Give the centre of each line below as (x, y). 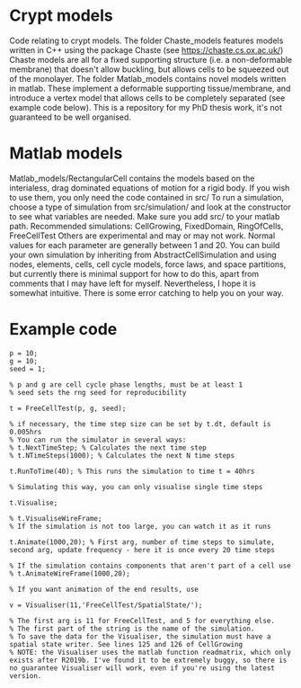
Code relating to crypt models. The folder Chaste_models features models (146, 40)
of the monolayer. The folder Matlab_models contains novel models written (148, 78)
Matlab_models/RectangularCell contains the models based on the (132, 178)
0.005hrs (26, 432)
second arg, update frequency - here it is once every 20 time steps (142, 550)
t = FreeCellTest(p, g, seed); (68, 408)
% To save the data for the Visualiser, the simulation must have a (140, 636)
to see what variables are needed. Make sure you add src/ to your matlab (145, 216)
